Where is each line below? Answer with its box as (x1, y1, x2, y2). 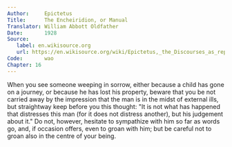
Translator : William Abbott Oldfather (7, 23, 119, 30)
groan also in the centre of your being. (7, 132, 116, 140)
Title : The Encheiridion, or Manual (7, 17, 128, 23)
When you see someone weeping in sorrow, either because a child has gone (7, 80, 224, 88)
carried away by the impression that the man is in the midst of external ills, (7, 95, 219, 104)
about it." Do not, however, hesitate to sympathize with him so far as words (7, 117, 220, 125)
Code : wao (7, 55, 54, 62)
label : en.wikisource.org (16, 42, 91, 49)
